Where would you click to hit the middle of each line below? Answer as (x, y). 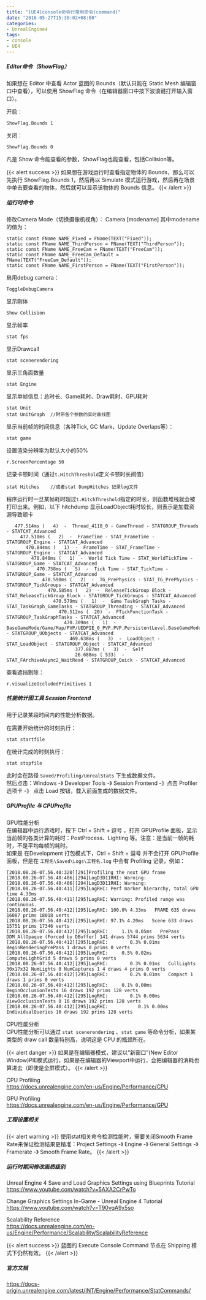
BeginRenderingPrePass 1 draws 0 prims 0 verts (68, 947)
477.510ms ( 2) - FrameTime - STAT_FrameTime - (87, 537)
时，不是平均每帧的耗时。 (39, 845)
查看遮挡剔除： (25, 672)
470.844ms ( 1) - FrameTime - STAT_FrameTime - (93, 547)
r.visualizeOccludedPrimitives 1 (49, 684)
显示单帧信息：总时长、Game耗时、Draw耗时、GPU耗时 (77, 396)
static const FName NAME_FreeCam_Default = (63, 254)
